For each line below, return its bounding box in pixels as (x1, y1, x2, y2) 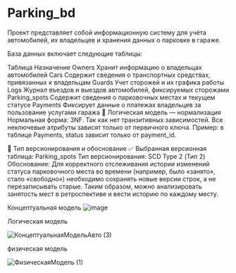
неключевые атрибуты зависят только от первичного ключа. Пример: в (7, 123, 224, 131)
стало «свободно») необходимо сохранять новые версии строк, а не (7, 174, 216, 183)
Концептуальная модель (7, 203, 82, 212)
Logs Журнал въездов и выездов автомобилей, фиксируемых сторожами (7, 85, 230, 94)
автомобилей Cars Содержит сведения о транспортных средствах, (7, 71, 211, 79)
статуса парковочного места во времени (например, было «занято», (7, 167, 216, 176)
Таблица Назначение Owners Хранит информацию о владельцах (7, 63, 202, 71)
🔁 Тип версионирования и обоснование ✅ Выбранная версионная (7, 144, 207, 152)
